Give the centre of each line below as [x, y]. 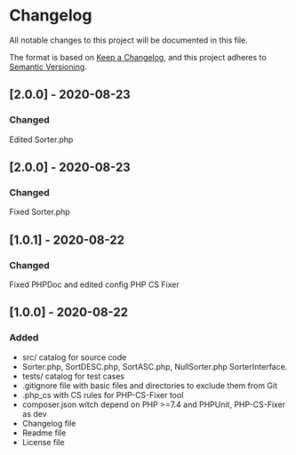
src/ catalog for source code [74, 357]
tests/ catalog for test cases [73, 376]
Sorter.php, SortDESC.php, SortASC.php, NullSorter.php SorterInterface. [155, 366]
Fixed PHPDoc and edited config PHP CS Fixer [94, 284]
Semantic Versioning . [48, 67]
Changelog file [49, 423]
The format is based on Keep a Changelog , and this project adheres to [138, 57]
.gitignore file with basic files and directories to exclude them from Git [150, 385]
